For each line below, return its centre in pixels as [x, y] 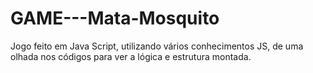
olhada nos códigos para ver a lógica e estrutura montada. [131, 56]
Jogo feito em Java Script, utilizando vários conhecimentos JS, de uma [157, 46]
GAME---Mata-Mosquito [115, 18]
